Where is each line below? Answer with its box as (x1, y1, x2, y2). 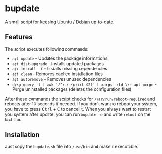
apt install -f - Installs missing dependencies (12, 66, 108, 71)
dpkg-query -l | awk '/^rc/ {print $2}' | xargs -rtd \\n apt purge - (12, 81, 157, 87)
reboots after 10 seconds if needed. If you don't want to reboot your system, (5, 101, 158, 107)
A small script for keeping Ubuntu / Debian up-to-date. (5, 19, 114, 25)
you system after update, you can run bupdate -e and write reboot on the (5, 111, 151, 117)
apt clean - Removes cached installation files (12, 71, 103, 77)
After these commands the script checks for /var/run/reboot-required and (5, 96, 155, 102)
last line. (5, 116, 22, 122)
